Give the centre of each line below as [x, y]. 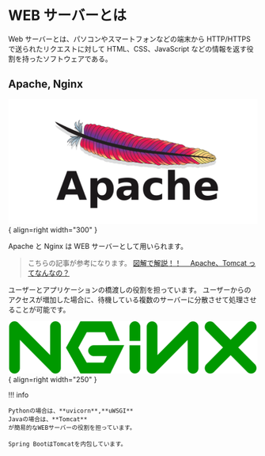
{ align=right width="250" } [53, 380]
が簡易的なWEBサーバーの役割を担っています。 [72, 428]
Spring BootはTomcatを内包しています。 [68, 444]
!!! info [19, 395]
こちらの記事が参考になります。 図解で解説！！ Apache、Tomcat [137, 262]
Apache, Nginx [45, 84]
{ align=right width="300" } [53, 229]
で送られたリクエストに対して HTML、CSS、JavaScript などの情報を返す [127, 48]
